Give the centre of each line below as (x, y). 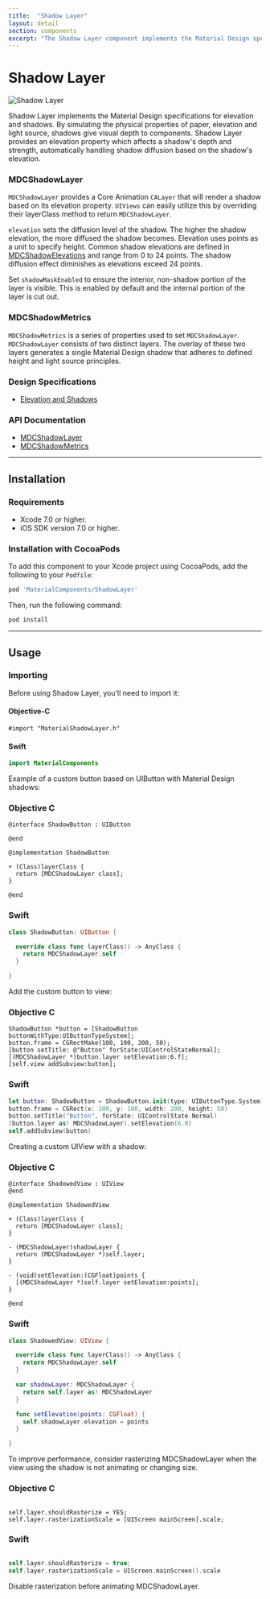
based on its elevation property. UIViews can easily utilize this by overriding (133, 205)
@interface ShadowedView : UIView (66, 1184)
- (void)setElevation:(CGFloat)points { (77, 1276)
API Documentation (47, 420)
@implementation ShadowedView (59, 1205)
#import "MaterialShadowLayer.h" (64, 729)
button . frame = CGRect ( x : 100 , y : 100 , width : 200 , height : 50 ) (118, 1109)
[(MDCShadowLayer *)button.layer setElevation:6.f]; (98, 1057)
